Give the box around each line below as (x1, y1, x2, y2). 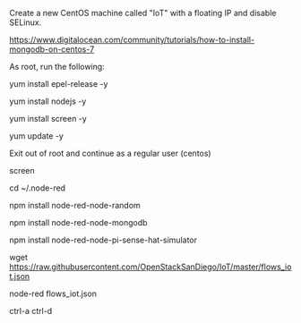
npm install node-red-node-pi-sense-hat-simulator (9, 234, 198, 245)
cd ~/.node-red (9, 183, 65, 193)
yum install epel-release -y (9, 79, 108, 89)
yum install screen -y (9, 114, 87, 123)
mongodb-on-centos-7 (9, 44, 95, 55)
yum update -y (9, 131, 64, 141)
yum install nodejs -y (9, 96, 87, 106)
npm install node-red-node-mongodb (9, 217, 148, 227)
